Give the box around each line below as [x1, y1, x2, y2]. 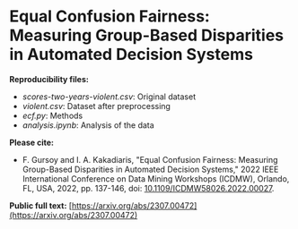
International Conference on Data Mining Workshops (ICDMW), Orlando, [22, 173, 290, 184]
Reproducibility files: [9, 73, 90, 84]
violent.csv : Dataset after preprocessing [22, 100, 171, 111]
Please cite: [9, 137, 55, 148]
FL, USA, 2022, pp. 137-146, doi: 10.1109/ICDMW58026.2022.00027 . [22, 182, 275, 193]
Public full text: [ [9, 199, 73, 211]
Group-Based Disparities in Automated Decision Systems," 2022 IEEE [22, 164, 279, 174]
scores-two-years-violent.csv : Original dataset [22, 91, 197, 102]
